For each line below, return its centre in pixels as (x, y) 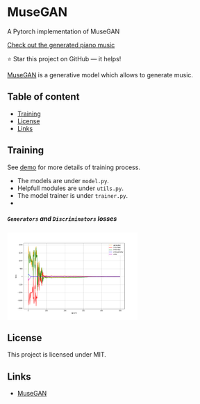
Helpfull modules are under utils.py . (70, 188)
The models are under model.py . (63, 180)
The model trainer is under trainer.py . (73, 195)
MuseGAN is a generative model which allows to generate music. (100, 75)
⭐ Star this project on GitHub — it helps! (64, 59)
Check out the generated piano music (61, 45)
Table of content (43, 97)
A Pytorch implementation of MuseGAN (64, 31)
